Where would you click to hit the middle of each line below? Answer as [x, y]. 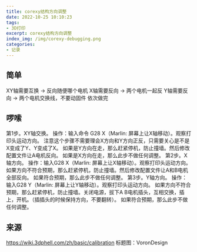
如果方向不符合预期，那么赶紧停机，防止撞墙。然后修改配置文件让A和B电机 [97, 170]
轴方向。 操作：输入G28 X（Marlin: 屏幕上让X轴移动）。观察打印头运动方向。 [98, 163]
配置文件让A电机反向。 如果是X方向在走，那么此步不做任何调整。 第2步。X [97, 155]
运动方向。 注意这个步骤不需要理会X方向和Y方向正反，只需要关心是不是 [103, 141]
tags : [13, 22]
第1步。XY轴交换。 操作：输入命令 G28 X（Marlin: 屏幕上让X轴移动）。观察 [96, 134]
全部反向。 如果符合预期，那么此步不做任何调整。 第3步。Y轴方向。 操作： [96, 178]
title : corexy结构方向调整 [36, 11]
